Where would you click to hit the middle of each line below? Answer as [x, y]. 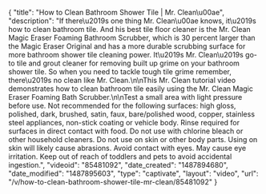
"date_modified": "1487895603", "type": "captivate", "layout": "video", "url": [133, 173]
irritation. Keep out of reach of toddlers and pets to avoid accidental [120, 156]
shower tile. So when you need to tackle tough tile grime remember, [120, 71]
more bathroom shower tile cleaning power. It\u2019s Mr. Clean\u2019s [126, 55]
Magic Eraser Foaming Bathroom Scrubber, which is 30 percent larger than [132, 38]
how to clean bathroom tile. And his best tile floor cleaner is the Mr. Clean [129, 29]
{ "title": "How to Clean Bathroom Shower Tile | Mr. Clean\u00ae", [116, 12]
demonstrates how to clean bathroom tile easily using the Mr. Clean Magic [131, 89]
